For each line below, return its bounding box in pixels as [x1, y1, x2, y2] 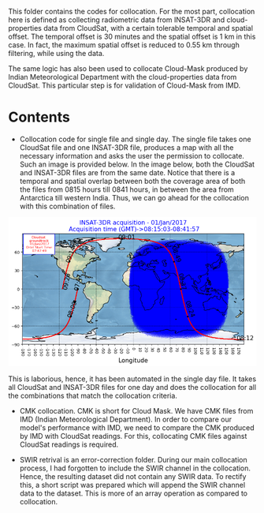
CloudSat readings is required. [19, 440, 119, 449]
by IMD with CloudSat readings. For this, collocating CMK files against [19, 432, 247, 441]
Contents [8, 108, 71, 126]
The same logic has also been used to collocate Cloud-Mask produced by [8, 64, 248, 73]
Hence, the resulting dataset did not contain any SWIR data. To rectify [19, 472, 247, 481]
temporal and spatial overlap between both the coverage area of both [19, 176, 246, 185]
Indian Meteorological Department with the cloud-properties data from [8, 73, 237, 81]
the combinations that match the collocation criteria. [8, 391, 177, 401]
